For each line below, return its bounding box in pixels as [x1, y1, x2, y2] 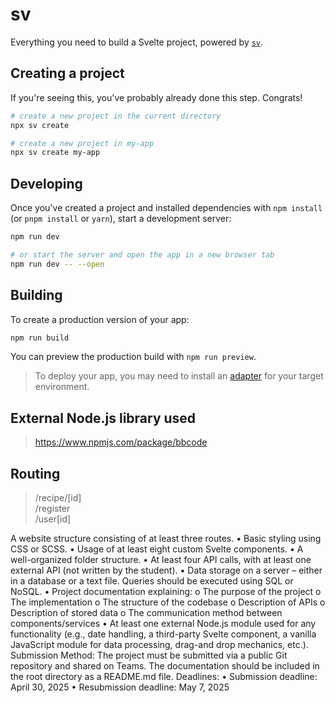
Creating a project [10, 65, 125, 82]
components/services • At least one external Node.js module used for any [10, 618, 317, 629]
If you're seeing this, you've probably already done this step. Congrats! [10, 91, 303, 103]
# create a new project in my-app [10, 138, 155, 148]
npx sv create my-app [10, 148, 101, 158]
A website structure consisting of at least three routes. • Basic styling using [10, 533, 322, 544]
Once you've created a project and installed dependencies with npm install [10, 202, 323, 214]
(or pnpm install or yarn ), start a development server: [10, 213, 232, 225]
